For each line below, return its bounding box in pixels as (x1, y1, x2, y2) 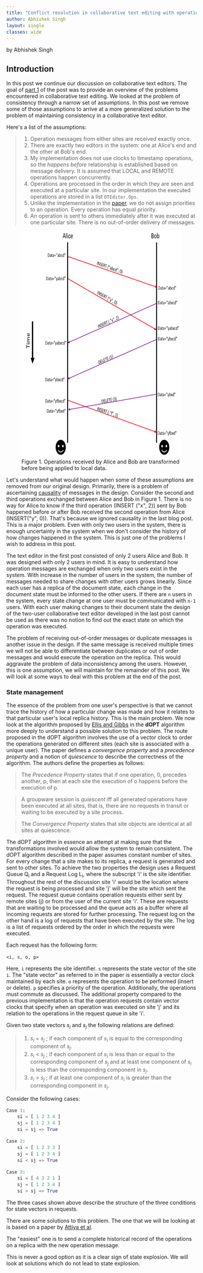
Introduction (6, 63, 54, 74)
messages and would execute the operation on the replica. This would (6, 654, 181, 661)
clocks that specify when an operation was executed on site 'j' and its (6, 1004, 180, 1011)
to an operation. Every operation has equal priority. (30, 206, 157, 213)
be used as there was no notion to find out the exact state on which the (6, 616, 184, 624)
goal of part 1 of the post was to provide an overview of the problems (6, 86, 178, 94)
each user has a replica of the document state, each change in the (6, 584, 172, 591)
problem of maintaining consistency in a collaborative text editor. (6, 112, 167, 119)
